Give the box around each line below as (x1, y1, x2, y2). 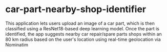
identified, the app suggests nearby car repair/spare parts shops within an (5, 31, 162, 37)
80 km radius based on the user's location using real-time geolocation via (5, 36, 161, 42)
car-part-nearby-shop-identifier (5, 4, 147, 15)
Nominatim (5, 41, 28, 47)
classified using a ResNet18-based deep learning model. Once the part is (5, 25, 160, 31)
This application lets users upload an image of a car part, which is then (5, 20, 155, 26)
